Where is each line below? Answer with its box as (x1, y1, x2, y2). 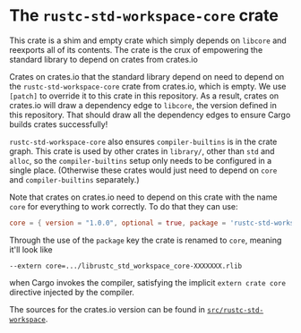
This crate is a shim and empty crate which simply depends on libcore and (9, 35, 287, 46)
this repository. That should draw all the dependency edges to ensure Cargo (9, 109, 291, 120)
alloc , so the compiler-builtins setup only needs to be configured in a (9, 155, 272, 166)
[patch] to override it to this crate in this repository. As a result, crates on (9, 90, 279, 101)
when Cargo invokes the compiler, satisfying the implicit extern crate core (9, 277, 287, 287)
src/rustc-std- (207, 305, 264, 314)
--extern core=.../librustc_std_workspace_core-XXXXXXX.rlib (9, 261, 243, 270)
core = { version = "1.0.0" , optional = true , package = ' (9, 218, 235, 227)
